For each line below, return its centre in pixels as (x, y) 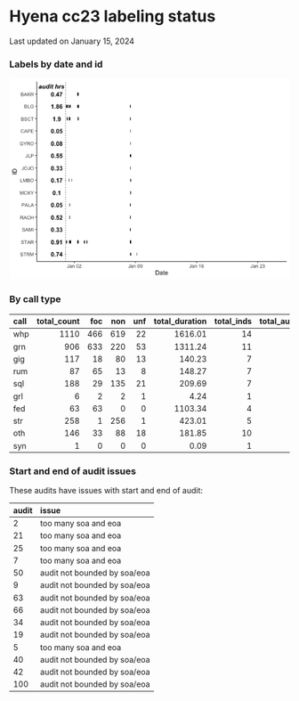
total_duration (180, 322)
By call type (35, 299)
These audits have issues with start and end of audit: (106, 491)
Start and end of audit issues (73, 471)
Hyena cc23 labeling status (113, 16)
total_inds (233, 322)
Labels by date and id (56, 64)
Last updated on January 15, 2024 (72, 41)
